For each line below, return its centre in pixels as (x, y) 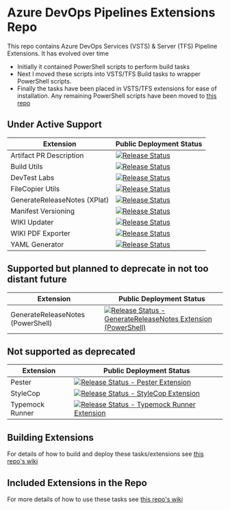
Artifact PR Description (47, 155)
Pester (21, 383)
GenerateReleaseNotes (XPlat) (60, 200)
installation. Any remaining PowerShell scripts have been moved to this (117, 95)
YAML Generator (37, 244)
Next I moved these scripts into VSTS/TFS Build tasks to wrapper (108, 74)
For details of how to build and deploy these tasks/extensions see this (105, 454)
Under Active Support (55, 125)
